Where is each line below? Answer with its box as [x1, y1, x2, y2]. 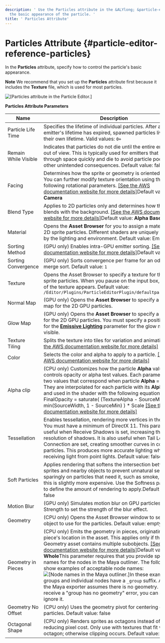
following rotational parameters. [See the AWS [43, 182, 150, 189]
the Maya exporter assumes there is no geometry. [43, 584, 159, 590]
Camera [43, 195, 63, 202]
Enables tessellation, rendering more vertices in [43, 416, 153, 423]
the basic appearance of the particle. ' [9, 12, 96, 17]
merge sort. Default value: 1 [43, 263, 107, 270]
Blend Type [7, 208, 34, 215]
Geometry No [7, 604, 39, 611]
